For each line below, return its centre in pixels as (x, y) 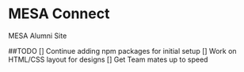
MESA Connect (59, 14)
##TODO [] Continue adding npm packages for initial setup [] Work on (122, 51)
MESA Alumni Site (38, 36)
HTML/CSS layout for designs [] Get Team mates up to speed (108, 59)
